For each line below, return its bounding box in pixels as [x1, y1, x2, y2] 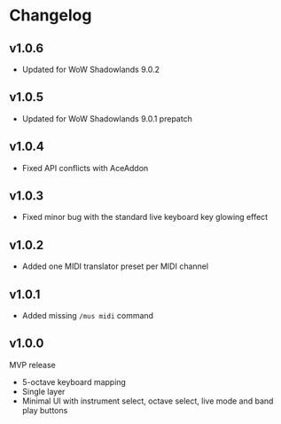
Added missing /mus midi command [21, 310, 153, 321]
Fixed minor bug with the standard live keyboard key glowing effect [21, 212, 269, 223]
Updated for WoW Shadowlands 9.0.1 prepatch [21, 113, 192, 124]
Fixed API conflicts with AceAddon [21, 162, 149, 173]
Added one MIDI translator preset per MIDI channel [21, 261, 209, 271]
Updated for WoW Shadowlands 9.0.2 [21, 64, 160, 75]
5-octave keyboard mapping [21, 376, 127, 387]
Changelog [9, 5, 92, 26]
